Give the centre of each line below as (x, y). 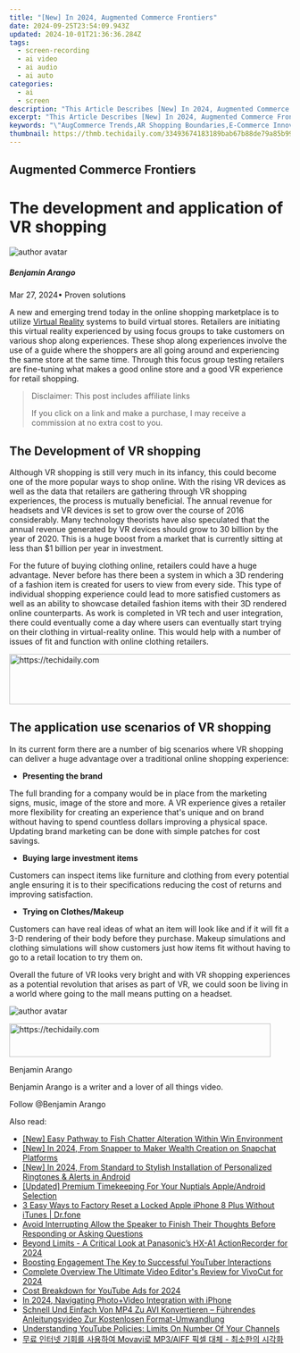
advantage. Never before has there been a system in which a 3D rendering (146, 575)
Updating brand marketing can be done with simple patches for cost (135, 831)
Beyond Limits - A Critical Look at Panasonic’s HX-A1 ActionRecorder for (155, 1243)
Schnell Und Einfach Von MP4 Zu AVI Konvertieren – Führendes (139, 1309)
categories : (31, 84)
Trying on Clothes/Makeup (73, 911)
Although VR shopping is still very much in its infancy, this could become (143, 472)
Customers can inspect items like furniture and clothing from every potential (149, 875)
